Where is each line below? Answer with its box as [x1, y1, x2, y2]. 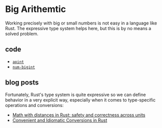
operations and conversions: [5, 102, 64, 108]
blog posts [5, 78, 39, 87]
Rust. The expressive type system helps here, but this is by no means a [5, 25, 152, 31]
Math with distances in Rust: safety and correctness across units [12, 111, 146, 118]
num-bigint [12, 64, 35, 69]
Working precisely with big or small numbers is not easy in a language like [5, 20, 157, 26]
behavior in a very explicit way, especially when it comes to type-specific [5, 96, 156, 103]
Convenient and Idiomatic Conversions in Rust [12, 117, 107, 123]
